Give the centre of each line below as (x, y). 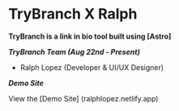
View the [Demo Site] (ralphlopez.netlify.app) (83, 98)
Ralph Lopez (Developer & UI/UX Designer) (92, 67)
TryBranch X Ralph (73, 14)
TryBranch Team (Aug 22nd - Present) (74, 51)
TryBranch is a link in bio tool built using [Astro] (90, 36)
